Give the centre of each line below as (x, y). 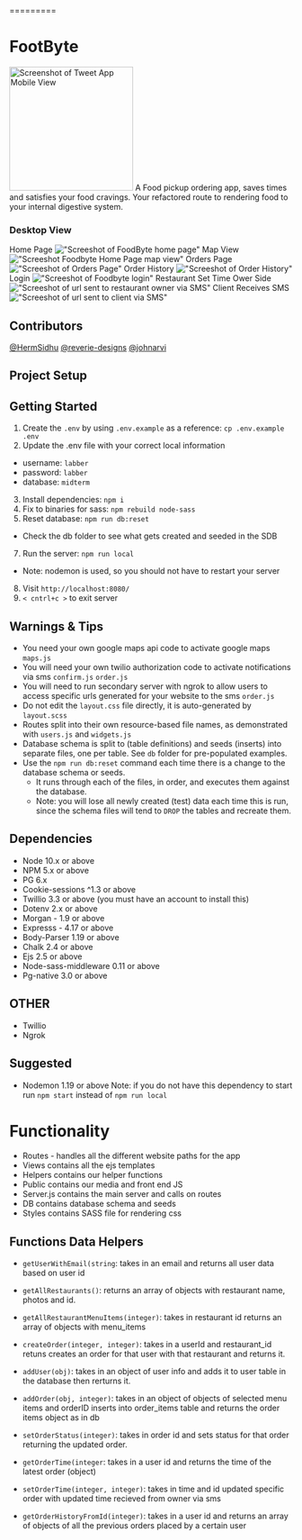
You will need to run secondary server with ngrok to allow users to (145, 686)
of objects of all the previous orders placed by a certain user (134, 1526)
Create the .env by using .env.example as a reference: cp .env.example (153, 428)
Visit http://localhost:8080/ (76, 589)
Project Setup (49, 376)
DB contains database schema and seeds (99, 1204)
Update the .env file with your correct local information (124, 446)
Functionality (60, 1131)
